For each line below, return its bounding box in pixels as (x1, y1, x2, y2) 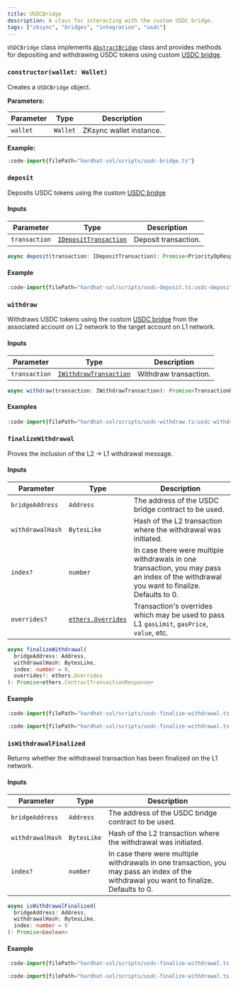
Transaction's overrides (133, 601, 212, 611)
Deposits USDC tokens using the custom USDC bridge (7, 188, 166, 197)
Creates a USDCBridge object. (7, 82, 91, 91)
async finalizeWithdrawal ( (7, 645, 87, 653)
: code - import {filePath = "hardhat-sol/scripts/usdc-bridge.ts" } (7, 157, 195, 164)
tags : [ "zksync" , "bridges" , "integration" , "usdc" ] (7, 23, 166, 31)
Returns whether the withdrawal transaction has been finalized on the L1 (7, 754, 218, 763)
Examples (7, 402, 38, 410)
